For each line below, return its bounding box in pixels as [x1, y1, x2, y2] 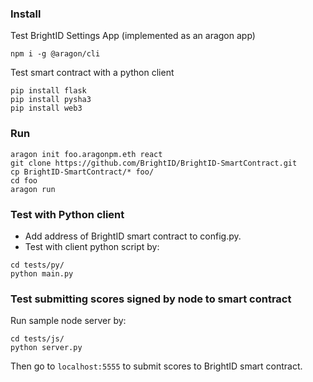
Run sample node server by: [10, 315, 127, 327]
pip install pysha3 [10, 95, 92, 105]
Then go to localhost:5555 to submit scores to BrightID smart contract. [10, 360, 303, 372]
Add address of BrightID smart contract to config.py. [24, 230, 242, 242]
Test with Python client [10, 207, 125, 221]
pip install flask [10, 86, 87, 96]
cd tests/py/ [10, 260, 65, 270]
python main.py [10, 268, 74, 279]
